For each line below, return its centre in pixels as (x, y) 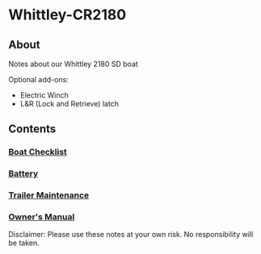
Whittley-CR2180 (67, 15)
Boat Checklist (38, 152)
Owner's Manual (42, 217)
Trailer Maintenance (49, 195)
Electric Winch (44, 95)
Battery (23, 173)
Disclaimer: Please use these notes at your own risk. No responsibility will (131, 235)
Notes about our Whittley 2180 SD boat (74, 64)
